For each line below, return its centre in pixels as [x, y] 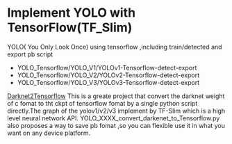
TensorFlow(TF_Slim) [70, 27]
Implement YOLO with [72, 13]
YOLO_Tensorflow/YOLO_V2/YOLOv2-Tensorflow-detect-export [108, 75]
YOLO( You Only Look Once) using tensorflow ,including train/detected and [115, 47]
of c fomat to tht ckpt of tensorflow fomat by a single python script [102, 103]
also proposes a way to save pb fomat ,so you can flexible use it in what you [116, 125]
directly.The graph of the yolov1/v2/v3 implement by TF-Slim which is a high [116, 111]
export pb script [30, 54]
